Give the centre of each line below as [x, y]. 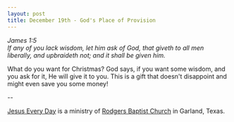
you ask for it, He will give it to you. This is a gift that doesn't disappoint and [117, 76]
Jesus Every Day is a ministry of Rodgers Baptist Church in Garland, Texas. [116, 111]
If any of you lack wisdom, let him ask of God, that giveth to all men [106, 48]
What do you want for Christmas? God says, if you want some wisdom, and [116, 69]
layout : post [26, 14]
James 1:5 [22, 40]
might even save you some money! [58, 83]
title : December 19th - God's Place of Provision [82, 20]
